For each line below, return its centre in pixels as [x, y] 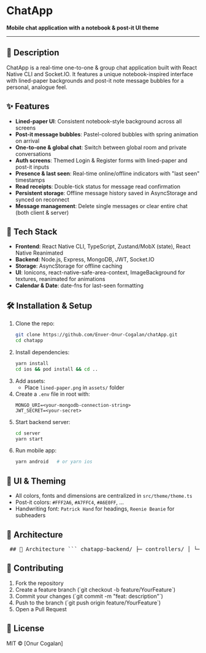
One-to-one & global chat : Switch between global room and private [101, 147]
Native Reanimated [39, 253]
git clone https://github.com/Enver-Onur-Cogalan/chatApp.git [96, 335]
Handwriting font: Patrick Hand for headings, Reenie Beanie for [95, 509]
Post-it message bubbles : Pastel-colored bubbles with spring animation [107, 134]
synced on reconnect [42, 199]
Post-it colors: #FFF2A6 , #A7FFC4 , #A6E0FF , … [70, 502]
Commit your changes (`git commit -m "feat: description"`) [89, 596]
